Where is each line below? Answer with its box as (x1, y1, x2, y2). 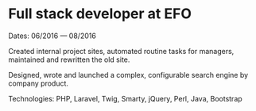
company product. (8, 78, 69, 88)
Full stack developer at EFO (8, 5, 192, 23)
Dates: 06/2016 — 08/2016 (8, 31, 97, 40)
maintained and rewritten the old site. (8, 55, 130, 64)
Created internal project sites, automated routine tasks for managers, (8, 46, 235, 55)
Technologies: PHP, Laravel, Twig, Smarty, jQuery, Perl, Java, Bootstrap (8, 94, 242, 103)
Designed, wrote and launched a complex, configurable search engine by (8, 70, 249, 79)
